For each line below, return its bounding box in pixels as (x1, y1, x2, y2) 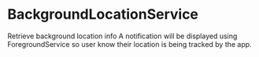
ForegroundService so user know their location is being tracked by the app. (7, 39, 253, 48)
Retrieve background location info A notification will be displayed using (7, 31, 238, 41)
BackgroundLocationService (7, 5, 198, 23)
